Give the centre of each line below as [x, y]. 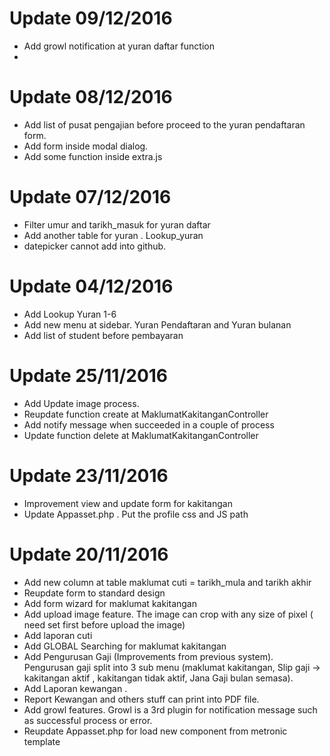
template [42, 741]
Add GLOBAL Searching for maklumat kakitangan [125, 646]
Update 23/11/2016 [89, 475]
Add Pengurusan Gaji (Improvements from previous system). [148, 656]
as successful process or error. [88, 720]
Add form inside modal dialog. [86, 146]
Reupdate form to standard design [94, 593]
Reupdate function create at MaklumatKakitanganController [146, 414]
